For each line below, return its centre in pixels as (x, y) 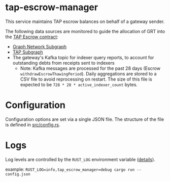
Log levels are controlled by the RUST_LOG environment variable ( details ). (80, 159)
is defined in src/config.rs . (33, 124)
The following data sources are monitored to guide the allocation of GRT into (85, 31)
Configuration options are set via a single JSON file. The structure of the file (84, 119)
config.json (18, 174)
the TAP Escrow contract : (32, 37)
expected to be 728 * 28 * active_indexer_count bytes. (79, 84)
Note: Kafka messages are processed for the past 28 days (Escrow (90, 68)
